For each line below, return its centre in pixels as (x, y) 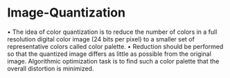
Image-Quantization (67, 13)
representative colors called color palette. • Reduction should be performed (115, 46)
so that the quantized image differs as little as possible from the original (109, 54)
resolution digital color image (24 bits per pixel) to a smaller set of (101, 39)
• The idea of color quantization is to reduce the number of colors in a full (112, 32)
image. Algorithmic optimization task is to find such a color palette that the (113, 61)
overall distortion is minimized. (51, 68)
